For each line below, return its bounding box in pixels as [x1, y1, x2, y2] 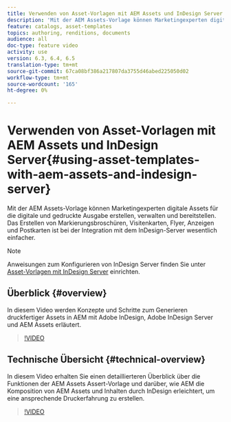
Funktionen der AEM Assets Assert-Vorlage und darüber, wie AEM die [7, 379, 205, 388]
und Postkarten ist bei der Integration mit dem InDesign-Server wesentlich [7, 226, 218, 234]
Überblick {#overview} [7, 288, 107, 299]
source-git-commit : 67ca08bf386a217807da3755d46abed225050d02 [7, 68, 189, 74]
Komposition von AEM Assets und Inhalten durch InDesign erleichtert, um [7, 387, 215, 395]
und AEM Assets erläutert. [7, 320, 81, 328]
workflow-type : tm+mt [7, 74, 69, 81]
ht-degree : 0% [7, 87, 48, 94]
